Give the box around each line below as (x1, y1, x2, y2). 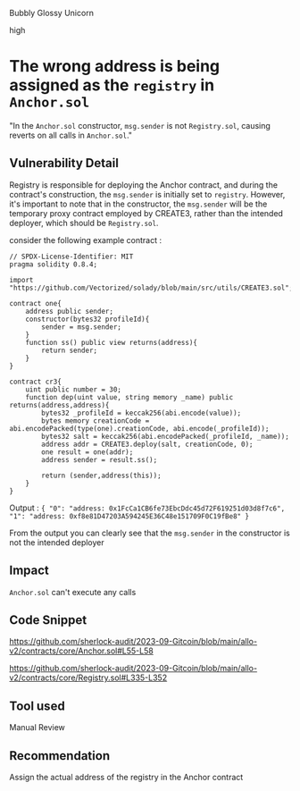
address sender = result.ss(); (41, 455, 158, 464)
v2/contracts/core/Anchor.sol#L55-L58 (9, 645, 154, 656)
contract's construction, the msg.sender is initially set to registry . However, (9, 189, 286, 199)
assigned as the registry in (9, 75, 215, 96)
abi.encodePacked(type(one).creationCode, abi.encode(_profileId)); (9, 424, 270, 433)
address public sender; (25, 307, 114, 316)
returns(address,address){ (9, 400, 110, 409)
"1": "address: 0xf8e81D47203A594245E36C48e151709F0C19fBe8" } (9, 511, 250, 521)
